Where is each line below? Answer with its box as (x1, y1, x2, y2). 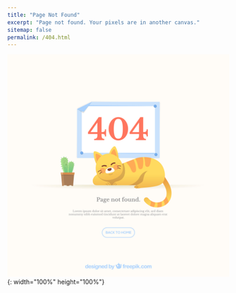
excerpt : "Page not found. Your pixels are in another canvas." (7, 18, 200, 26)
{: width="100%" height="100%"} (7, 277, 105, 286)
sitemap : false (7, 26, 52, 33)
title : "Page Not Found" (7, 11, 80, 18)
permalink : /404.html (7, 34, 71, 41)
